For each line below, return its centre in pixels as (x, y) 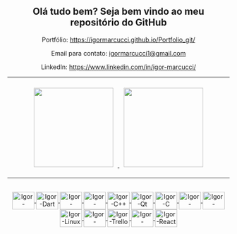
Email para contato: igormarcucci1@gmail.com (119, 53)
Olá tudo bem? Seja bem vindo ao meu (119, 12)
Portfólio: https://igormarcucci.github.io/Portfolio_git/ (119, 39)
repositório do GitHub (119, 23)
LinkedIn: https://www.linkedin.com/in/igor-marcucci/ (119, 67)
